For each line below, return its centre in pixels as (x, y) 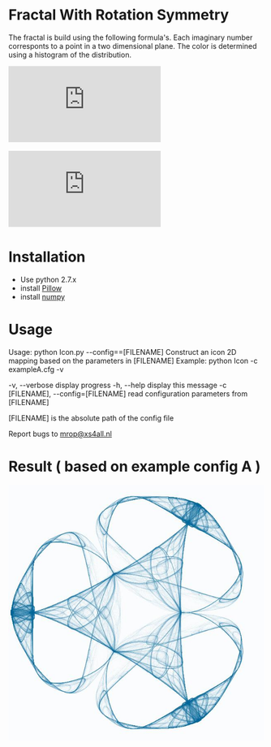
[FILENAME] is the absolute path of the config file (91, 418)
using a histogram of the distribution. (70, 54)
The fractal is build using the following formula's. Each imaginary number (131, 37)
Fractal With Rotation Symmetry (119, 15)
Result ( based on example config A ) (135, 466)
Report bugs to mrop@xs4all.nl (60, 434)
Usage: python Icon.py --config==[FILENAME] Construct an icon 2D (123, 352)
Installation (47, 257)
